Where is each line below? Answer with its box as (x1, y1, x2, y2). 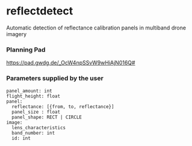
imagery (6, 30, 27, 37)
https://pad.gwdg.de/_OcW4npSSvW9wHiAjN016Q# (6, 59, 135, 67)
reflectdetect (6, 4, 73, 18)
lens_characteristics (11, 124, 66, 130)
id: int (11, 135, 31, 141)
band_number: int (11, 130, 55, 136)
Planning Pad (6, 45, 46, 53)
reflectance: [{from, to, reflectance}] (11, 103, 114, 109)
